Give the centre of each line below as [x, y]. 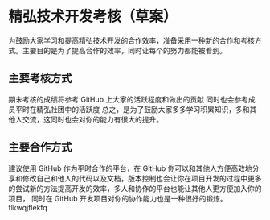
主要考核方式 [40, 79]
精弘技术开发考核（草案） [93, 17]
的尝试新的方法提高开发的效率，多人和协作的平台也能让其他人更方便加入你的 [135, 188]
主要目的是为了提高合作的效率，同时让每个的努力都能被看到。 [124, 50]
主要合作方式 [40, 147]
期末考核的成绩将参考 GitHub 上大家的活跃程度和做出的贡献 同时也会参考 [129, 99]
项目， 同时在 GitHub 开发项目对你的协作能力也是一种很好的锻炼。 [118, 198]
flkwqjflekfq [28, 207]
